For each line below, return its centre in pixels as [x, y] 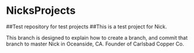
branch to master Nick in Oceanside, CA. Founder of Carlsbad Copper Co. [95, 44]
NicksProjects [41, 11]
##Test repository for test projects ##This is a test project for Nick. [86, 26]
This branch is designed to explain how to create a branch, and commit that [97, 37]
